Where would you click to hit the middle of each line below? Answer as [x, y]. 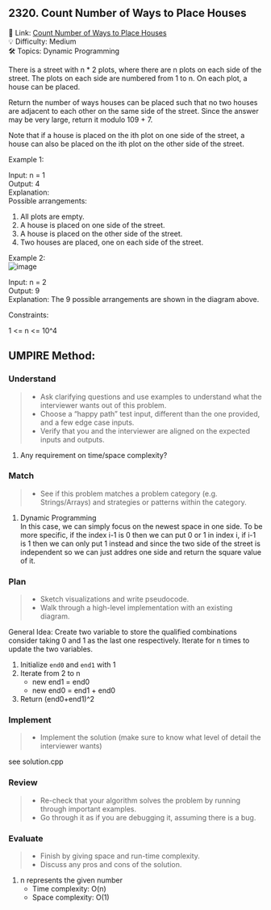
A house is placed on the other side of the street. [101, 233]
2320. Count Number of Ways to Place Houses [127, 13]
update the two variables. [50, 649]
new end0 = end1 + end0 [73, 690]
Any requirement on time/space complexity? [94, 455]
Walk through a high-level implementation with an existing [136, 608]
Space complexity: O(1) [71, 897]
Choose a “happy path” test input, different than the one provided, [150, 413]
